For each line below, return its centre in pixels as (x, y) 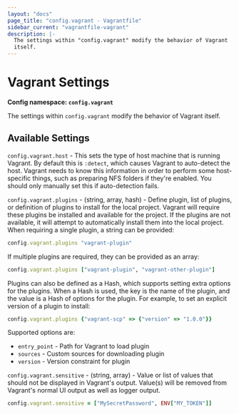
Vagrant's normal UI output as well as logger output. (84, 390)
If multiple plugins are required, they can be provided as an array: (103, 257)
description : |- (31, 34)
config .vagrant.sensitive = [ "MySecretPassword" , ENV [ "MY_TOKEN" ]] (110, 403)
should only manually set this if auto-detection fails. (83, 185)
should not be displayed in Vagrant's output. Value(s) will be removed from (117, 383)
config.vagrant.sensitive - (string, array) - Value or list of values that (110, 376)
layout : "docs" (30, 14)
